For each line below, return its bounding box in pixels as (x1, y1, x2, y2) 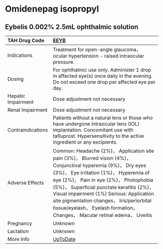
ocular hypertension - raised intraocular (52, 52, 145, 59)
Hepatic (7, 93, 26, 99)
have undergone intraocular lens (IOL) (52, 120, 140, 127)
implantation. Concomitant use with (52, 127, 133, 133)
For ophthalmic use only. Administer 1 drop (52, 66, 151, 73)
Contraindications (7, 127, 48, 133)
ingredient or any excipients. (52, 139, 118, 145)
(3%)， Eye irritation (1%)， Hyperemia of (52, 169, 150, 176)
